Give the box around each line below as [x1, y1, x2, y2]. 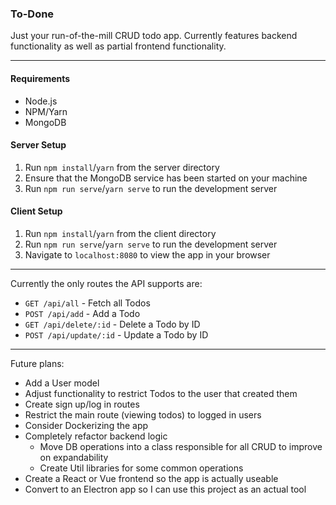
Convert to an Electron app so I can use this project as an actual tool [24, 483, 307, 495]
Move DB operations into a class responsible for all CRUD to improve [39, 440, 323, 452]
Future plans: [10, 357, 65, 369]
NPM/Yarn [24, 105, 68, 117]
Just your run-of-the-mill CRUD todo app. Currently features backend [10, 30, 298, 42]
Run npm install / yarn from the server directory [24, 161, 220, 173]
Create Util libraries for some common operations [39, 462, 244, 474]
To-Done [10, 7, 55, 21]
